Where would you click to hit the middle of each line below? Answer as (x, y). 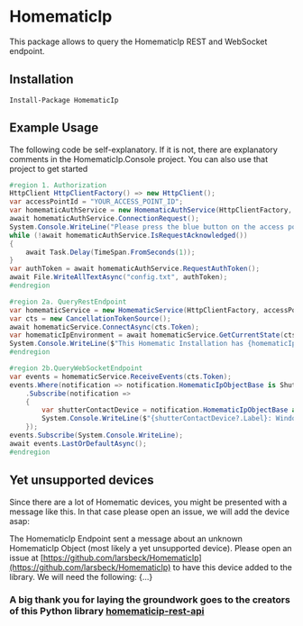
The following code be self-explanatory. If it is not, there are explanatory (143, 150)
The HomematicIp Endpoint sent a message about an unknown (126, 539)
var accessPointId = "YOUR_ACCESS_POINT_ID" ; (96, 202)
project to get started (49, 168)
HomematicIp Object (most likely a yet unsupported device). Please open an (151, 548)
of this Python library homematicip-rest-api (107, 612)
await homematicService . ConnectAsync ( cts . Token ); (105, 327)
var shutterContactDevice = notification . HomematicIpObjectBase (165, 410)
